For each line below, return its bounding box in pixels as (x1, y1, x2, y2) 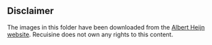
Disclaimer (7, 5, 54, 17)
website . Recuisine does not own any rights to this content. (7, 30, 174, 38)
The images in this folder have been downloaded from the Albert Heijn (7, 23, 205, 31)
